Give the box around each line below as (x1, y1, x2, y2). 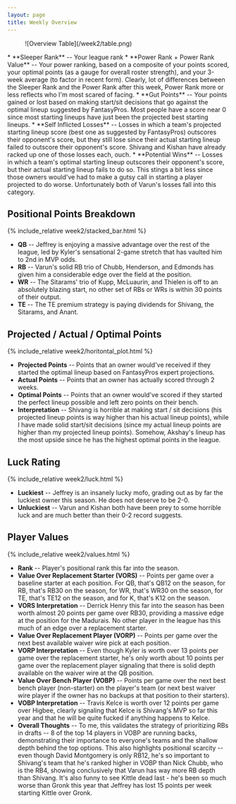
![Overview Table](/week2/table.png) (25, 39, 132, 47)
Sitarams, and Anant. (17, 307, 79, 317)
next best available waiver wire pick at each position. (17, 638, 171, 647)
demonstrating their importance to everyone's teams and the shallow (17, 736, 218, 744)
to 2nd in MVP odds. (17, 255, 77, 264)
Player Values (7, 531, 69, 543)
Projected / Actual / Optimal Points (7, 328, 162, 340)
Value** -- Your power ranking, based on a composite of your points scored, (7, 60, 230, 68)
